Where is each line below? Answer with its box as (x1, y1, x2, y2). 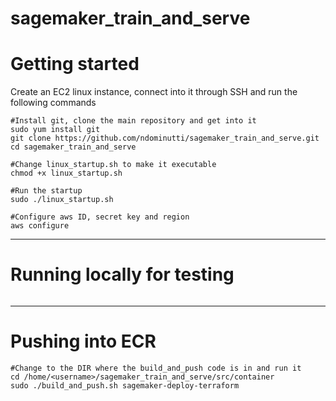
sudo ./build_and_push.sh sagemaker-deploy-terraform (10, 381, 240, 391)
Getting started (10, 53, 140, 76)
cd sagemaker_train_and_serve (10, 142, 137, 152)
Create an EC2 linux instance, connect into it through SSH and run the (10, 86, 298, 98)
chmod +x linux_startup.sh (10, 168, 123, 179)
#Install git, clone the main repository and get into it (10, 116, 257, 126)
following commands (10, 97, 97, 109)
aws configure (10, 221, 70, 231)
